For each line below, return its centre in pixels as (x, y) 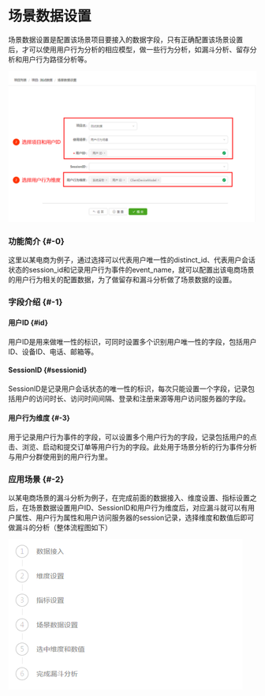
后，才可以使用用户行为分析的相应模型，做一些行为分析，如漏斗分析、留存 (129, 49)
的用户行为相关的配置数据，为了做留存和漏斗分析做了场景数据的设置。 (122, 280)
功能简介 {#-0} (36, 241)
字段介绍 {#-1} (35, 303)
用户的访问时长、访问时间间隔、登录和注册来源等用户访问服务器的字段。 (132, 398)
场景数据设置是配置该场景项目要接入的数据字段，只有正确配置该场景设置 (125, 40)
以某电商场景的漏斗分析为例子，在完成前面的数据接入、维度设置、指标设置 (129, 498)
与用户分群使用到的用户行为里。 (60, 457)
